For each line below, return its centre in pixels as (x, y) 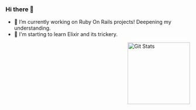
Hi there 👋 (20, 9)
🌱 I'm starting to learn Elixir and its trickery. (66, 34)
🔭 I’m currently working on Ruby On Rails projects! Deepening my (92, 22)
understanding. (32, 28)
